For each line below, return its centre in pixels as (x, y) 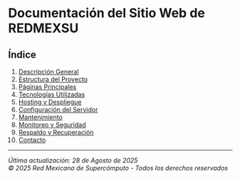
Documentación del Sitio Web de (106, 13)
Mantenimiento (40, 117)
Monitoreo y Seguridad (52, 125)
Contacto (32, 140)
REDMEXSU (43, 28)
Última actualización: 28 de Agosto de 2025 (73, 160)
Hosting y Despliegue (50, 102)
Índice (22, 55)
